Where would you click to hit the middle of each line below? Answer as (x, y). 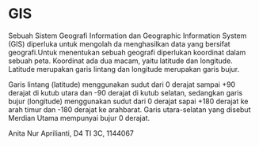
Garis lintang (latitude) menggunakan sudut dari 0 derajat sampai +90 (122, 84)
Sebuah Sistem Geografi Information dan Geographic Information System (128, 36)
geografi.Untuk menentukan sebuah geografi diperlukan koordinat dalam (127, 52)
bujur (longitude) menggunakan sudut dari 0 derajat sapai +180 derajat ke (128, 101)
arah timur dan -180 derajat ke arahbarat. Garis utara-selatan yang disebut (129, 109)
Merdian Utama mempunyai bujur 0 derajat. (79, 118)
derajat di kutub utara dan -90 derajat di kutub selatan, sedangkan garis (126, 92)
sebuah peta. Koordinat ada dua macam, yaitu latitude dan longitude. (121, 61)
